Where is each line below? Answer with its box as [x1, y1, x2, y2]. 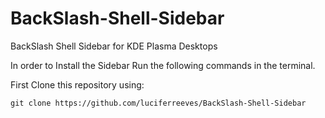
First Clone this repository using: [10, 78, 145, 91]
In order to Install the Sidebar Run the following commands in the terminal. [10, 59, 316, 71]
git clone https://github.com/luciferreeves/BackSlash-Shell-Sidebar [10, 98, 307, 108]
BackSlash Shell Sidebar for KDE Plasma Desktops [10, 40, 218, 52]
